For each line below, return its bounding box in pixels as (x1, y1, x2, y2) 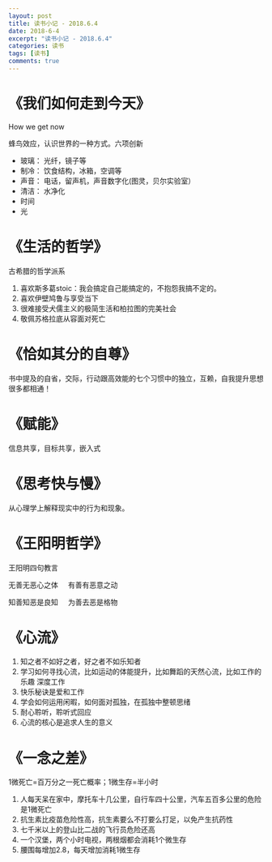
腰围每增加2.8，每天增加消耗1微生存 (19, 845, 141, 855)
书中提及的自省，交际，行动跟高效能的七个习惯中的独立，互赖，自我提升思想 (8, 373, 264, 383)
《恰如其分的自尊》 (8, 345, 137, 363)
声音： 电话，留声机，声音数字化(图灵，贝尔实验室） (19, 176, 196, 186)
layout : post (8, 11, 53, 20)
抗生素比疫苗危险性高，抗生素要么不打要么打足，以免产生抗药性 (19, 815, 233, 825)
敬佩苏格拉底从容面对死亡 (19, 314, 106, 323)
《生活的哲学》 (8, 238, 108, 256)
